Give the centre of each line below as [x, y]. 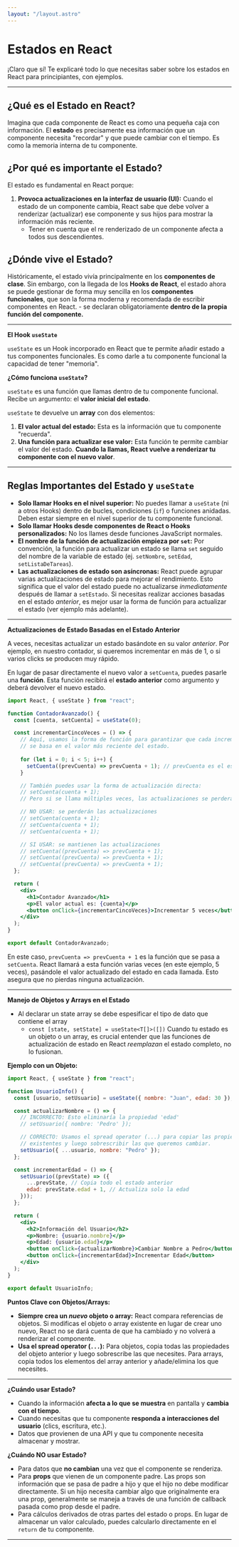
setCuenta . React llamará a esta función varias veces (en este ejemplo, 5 [113, 964]
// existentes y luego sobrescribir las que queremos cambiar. [116, 1144]
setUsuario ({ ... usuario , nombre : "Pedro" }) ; [90, 1150]
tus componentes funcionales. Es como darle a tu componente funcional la [117, 356]
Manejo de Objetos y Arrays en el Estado [69, 999]
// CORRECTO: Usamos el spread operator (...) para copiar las [116, 1137]
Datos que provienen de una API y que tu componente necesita [111, 1433]
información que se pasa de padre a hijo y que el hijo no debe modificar [123, 1484]
